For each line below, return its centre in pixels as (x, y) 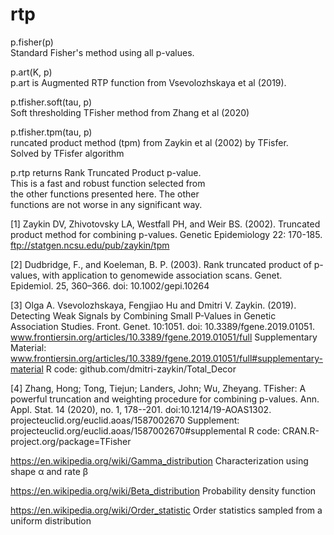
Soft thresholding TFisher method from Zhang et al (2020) (130, 112)
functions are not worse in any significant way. (106, 204)
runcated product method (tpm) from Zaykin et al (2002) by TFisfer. (149, 142)
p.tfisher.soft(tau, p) (51, 102)
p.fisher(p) (32, 42)
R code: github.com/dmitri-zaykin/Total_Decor (141, 369)
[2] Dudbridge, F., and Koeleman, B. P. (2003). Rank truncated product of (161, 264)
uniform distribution (51, 520)
